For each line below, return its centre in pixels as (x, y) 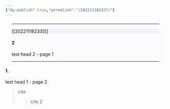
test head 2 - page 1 (33, 54)
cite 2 (36, 102)
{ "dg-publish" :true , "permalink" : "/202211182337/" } (60, 10)
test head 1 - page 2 (26, 82)
